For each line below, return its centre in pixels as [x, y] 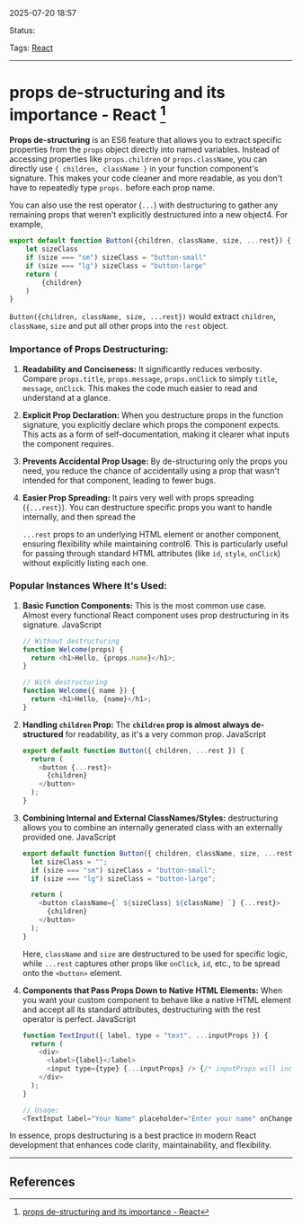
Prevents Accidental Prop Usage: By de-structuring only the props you [155, 461]
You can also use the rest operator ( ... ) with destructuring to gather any [144, 205]
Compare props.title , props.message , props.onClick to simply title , [150, 378]
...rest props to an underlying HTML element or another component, [151, 534]
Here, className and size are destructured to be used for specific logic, [155, 954]
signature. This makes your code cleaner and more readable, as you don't [146, 178]
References [42, 1182]
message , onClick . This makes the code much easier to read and [140, 388]
